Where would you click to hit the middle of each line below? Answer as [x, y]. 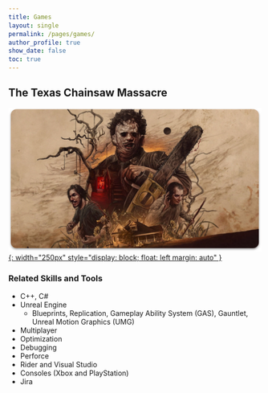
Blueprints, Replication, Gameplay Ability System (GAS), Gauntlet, [140, 313]
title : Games [30, 17]
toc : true [25, 59]
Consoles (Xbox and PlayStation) [74, 373]
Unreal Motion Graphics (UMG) [83, 321]
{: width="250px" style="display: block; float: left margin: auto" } [115, 258]
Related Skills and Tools [55, 279]
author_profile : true [45, 43]
